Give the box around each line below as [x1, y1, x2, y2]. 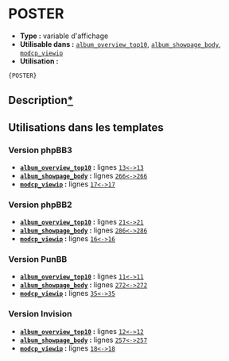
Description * [8, 94, 74, 107]
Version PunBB [8, 254, 68, 265]
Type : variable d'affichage [19, 31, 109, 40]
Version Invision [8, 309, 72, 320]
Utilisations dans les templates [8, 121, 165, 134]
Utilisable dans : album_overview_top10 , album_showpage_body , [19, 39, 221, 48]
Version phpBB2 [8, 199, 73, 210]
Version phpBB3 [8, 144, 73, 156]
